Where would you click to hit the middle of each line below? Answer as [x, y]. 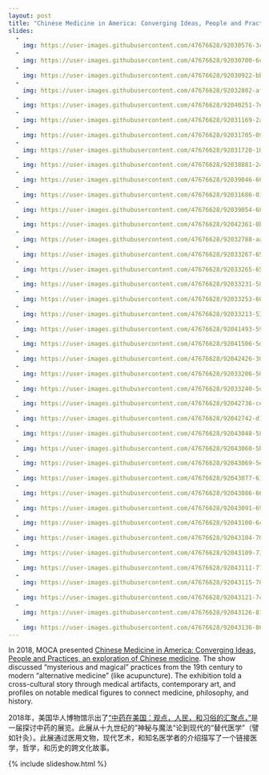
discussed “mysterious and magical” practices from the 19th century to [125, 667]
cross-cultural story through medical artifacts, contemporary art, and [122, 684]
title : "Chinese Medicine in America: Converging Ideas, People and [125, 23]
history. [21, 701]
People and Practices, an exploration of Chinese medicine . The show [122, 659]
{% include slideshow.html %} [58, 764]
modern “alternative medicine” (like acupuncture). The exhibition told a [125, 676]
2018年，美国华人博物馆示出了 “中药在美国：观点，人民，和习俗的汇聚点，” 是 [133, 718]
